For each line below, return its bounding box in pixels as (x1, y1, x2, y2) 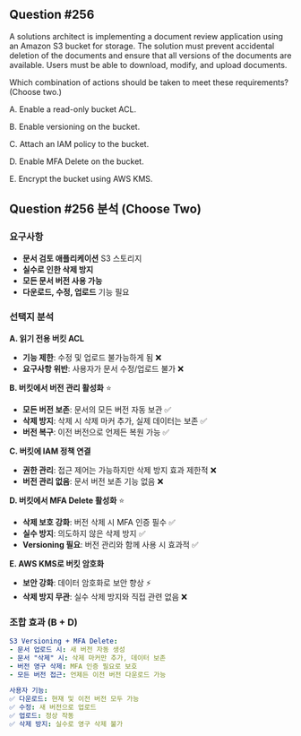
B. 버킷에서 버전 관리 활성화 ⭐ (9, 382, 112, 393)
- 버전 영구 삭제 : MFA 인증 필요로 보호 (9, 662, 138, 671)
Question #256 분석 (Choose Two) (9, 202, 202, 217)
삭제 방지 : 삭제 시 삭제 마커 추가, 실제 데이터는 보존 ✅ (21, 415, 208, 426)
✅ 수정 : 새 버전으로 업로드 (9, 703, 97, 712)
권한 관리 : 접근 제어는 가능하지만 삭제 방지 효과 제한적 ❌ (21, 464, 217, 475)
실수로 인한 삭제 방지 (21, 264, 94, 274)
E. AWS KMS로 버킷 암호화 (9, 558, 105, 568)
